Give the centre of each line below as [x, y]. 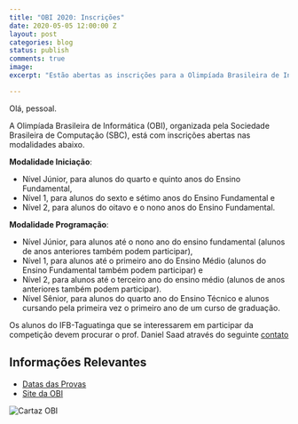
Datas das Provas [54, 384]
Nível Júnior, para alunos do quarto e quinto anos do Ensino [131, 179]
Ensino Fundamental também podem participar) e [113, 270]
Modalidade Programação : [59, 224]
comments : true [37, 59]
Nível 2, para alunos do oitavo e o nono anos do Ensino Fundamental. [149, 207]
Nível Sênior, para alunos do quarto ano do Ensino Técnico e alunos [145, 298]
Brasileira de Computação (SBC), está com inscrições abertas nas [130, 135]
